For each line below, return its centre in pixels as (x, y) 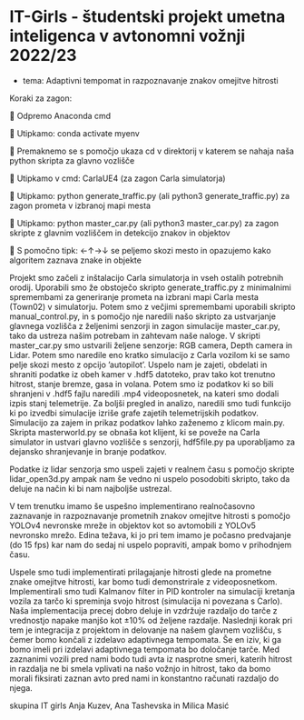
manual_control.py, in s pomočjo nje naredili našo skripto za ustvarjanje (143, 316)
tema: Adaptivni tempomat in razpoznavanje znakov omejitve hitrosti (150, 80)
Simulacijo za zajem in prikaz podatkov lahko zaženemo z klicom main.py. (147, 422)
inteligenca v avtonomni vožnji (127, 36)
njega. (21, 687)
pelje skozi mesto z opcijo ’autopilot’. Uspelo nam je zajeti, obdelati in (138, 365)
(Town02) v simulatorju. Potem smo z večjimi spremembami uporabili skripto (152, 306)
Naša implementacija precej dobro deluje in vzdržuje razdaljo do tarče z (144, 610)
